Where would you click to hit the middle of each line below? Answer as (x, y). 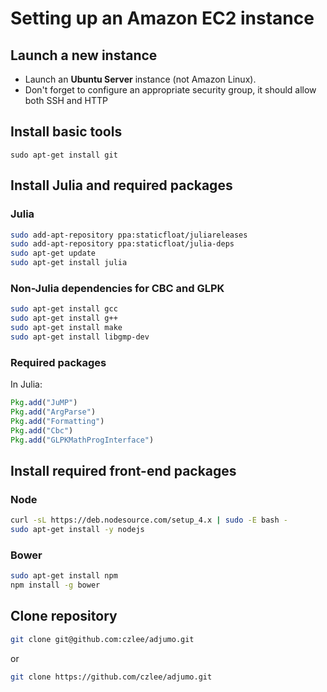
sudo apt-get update (53, 253)
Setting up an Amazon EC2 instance (162, 18)
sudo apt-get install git (64, 155)
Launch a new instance (84, 55)
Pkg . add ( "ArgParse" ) (53, 412)
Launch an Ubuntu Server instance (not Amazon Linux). (140, 79)
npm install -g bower (55, 585)
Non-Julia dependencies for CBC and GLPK (117, 288)
